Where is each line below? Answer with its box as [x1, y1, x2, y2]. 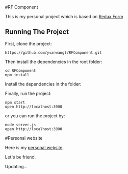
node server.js [5, 122, 36, 127]
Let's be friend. [5, 154, 36, 160]
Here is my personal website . [5, 144, 64, 151]
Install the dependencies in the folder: [5, 81, 82, 87]
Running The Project [5, 28, 69, 36]
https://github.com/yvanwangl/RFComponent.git [5, 50, 102, 55]
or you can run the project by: [5, 112, 65, 119]
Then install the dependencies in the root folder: [5, 59, 102, 65]
